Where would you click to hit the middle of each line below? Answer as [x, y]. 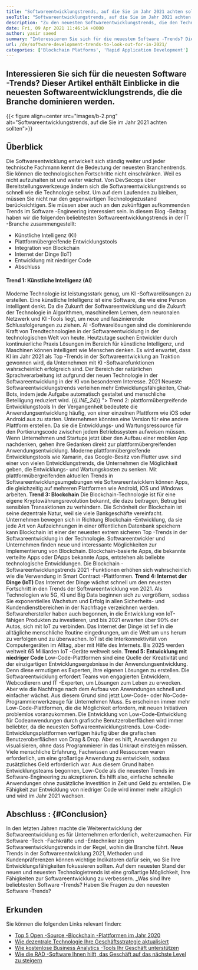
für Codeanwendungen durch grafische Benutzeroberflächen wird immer [95, 720]
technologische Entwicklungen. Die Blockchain [63, 563]
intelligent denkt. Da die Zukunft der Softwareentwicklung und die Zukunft [96, 306]
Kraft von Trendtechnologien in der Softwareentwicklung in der [82, 331]
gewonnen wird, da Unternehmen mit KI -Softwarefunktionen [80, 362]
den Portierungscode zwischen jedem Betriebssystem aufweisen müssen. [96, 431]
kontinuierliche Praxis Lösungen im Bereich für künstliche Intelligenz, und [95, 344]
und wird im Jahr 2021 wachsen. [46, 796]
